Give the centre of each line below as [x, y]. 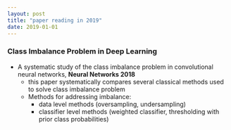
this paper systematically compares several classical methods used [126, 82]
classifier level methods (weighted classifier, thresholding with [129, 111]
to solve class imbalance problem [76, 89]
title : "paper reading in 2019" [55, 20]
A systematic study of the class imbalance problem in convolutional [115, 67]
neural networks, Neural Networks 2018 [76, 74]
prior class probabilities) [74, 119]
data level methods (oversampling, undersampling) [112, 104]
